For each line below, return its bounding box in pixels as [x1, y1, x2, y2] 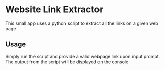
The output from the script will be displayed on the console [5, 59, 129, 65]
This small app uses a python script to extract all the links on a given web [5, 20, 158, 26]
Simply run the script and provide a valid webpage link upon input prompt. [5, 53, 160, 59]
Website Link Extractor [5, 4, 104, 15]
